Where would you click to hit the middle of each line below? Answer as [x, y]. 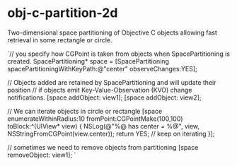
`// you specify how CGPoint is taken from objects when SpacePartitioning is [118, 54]
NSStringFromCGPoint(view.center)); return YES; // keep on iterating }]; [111, 134]
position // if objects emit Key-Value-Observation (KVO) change [100, 90]
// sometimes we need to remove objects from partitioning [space [103, 147]
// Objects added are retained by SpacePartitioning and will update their [112, 82]
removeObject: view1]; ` [42, 155]
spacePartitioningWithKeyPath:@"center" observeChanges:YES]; [103, 69]
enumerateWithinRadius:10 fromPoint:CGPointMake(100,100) [95, 119]
